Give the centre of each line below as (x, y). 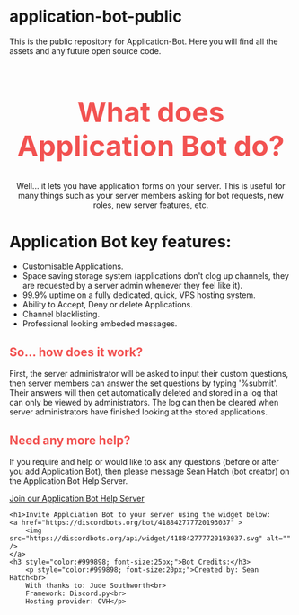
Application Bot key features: (120, 241)
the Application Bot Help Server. (69, 481)
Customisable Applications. (73, 266)
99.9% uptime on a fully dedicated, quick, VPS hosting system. (139, 295)
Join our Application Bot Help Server (77, 498)
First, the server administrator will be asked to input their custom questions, (149, 374)
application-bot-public (96, 17)
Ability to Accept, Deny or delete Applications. (107, 305)
